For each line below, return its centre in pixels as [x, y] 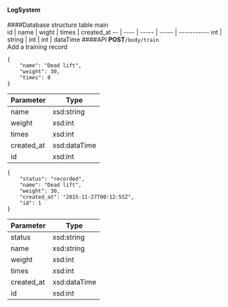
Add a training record [37, 47]
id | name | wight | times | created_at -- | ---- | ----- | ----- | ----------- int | [115, 32]
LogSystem [24, 10]
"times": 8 [35, 78]
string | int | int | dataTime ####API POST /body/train [83, 40]
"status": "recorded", [52, 179]
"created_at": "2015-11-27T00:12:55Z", [77, 197]
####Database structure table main [58, 25]
